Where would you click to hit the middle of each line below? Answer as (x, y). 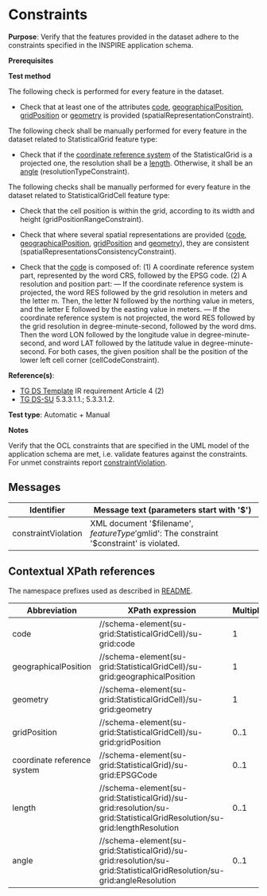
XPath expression (162, 610)
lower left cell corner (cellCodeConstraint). (89, 360)
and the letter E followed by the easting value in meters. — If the (125, 309)
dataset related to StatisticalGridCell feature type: (89, 195)
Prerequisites (31, 60)
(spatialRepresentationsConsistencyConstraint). (98, 251)
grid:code (117, 644)
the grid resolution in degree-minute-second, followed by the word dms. (138, 326)
